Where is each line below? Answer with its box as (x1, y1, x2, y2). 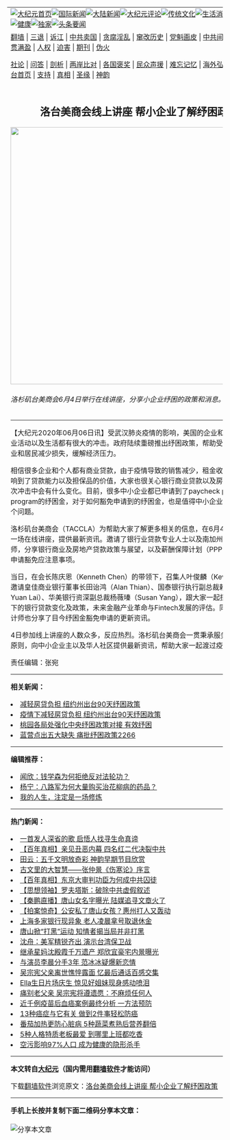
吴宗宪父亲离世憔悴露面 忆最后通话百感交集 (20, 968, 159, 977)
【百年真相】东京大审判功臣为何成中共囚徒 (20, 875, 157, 885)
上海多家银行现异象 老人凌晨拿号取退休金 (20, 916, 153, 926)
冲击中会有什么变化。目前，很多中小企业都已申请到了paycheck (17, 486, 220, 496)
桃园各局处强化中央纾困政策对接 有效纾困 (20, 720, 153, 730)
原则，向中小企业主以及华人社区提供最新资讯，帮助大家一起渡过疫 (10, 641, 224, 650)
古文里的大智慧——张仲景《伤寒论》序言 (20, 865, 151, 875)
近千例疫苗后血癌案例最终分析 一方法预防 (20, 999, 153, 1008)
